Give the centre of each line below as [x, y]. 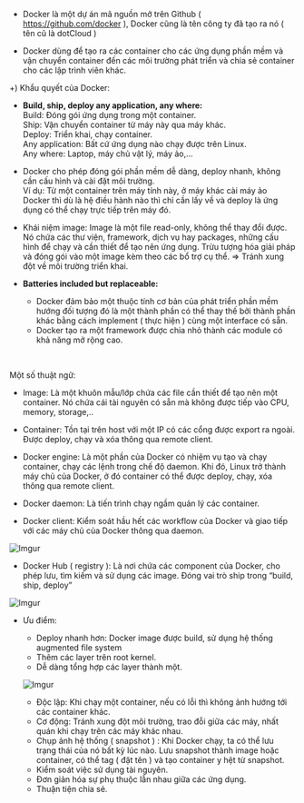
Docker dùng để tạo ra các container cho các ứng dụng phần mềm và [153, 51]
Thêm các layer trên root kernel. [96, 657]
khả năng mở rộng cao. [79, 340]
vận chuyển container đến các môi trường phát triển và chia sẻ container [158, 60]
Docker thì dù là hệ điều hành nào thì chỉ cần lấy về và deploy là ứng [150, 200]
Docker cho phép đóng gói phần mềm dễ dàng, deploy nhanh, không [152, 171]
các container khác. [73, 712]
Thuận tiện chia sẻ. [72, 789]
